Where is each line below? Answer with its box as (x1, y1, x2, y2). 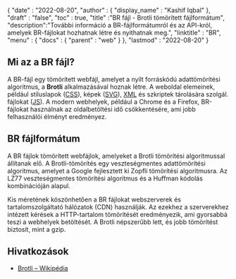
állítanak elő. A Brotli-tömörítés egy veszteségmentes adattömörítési (7, 159, 206, 168)
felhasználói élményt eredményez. (7, 112, 107, 120)
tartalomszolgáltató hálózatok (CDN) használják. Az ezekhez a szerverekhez (7, 202, 229, 211)
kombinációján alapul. (7, 181, 70, 190)
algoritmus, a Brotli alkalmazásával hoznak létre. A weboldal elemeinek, (7, 82, 216, 91)
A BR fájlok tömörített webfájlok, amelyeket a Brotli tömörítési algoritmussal (7, 151, 225, 160)
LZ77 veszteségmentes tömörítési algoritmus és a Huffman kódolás (7, 174, 203, 182)
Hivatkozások (7, 246, 69, 258)
